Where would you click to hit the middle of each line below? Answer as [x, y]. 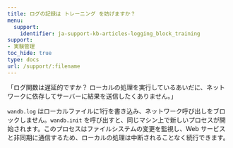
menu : [15, 20]
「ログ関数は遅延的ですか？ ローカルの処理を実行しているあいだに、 [107, 87]
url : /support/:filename [44, 66]
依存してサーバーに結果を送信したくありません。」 [104, 96]
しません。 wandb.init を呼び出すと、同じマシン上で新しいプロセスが [120, 120]
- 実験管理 [21, 47]
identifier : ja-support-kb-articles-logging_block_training [110, 33]
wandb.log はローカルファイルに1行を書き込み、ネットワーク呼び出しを [110, 111]
